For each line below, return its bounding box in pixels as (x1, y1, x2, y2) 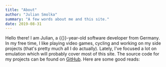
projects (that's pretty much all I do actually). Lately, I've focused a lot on (5, 45, 157, 51)
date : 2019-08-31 (5, 21, 42, 26)
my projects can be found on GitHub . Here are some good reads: (5, 56, 140, 62)
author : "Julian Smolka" (5, 12, 58, 17)
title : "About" (5, 7, 37, 12)
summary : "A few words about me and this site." (5, 16, 109, 21)
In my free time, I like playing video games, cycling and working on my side (5, 40, 161, 46)
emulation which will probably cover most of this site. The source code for (5, 51, 160, 57)
